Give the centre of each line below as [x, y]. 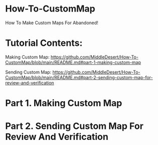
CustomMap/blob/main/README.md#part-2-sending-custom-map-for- [79, 77]
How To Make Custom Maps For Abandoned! [52, 23]
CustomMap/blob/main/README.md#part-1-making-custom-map [73, 62]
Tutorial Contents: [44, 43]
